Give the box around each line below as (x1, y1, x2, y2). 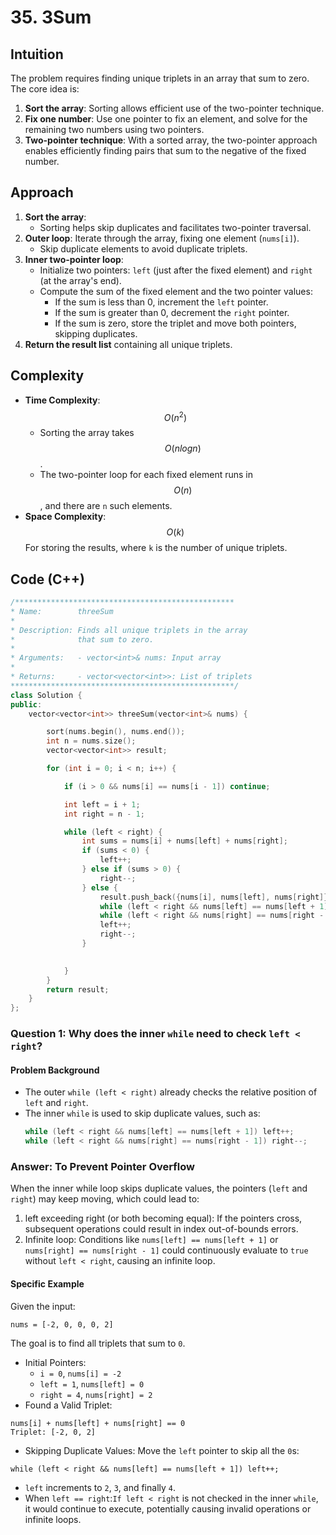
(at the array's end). (39, 274, 122, 286)
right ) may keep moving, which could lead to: (10, 1193, 200, 1205)
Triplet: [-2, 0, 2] (10, 1427, 97, 1437)
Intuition (10, 46, 64, 63)
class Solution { (10, 690, 83, 700)
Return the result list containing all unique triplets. (24, 338, 233, 350)
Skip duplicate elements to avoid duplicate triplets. (39, 242, 248, 255)
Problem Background (10, 1064, 100, 1076)
